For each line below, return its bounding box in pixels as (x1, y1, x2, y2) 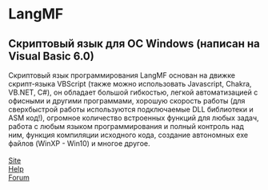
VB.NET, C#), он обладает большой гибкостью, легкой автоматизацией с (8, 87, 258, 97)
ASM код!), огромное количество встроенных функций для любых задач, (8, 113, 259, 123)
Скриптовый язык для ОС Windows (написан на (8, 37, 260, 51)
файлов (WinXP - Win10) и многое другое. (8, 139, 150, 148)
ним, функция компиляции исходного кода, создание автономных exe (8, 130, 249, 139)
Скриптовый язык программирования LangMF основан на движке (8, 71, 236, 80)
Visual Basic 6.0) (8, 49, 94, 63)
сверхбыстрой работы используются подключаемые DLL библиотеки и (8, 105, 254, 114)
